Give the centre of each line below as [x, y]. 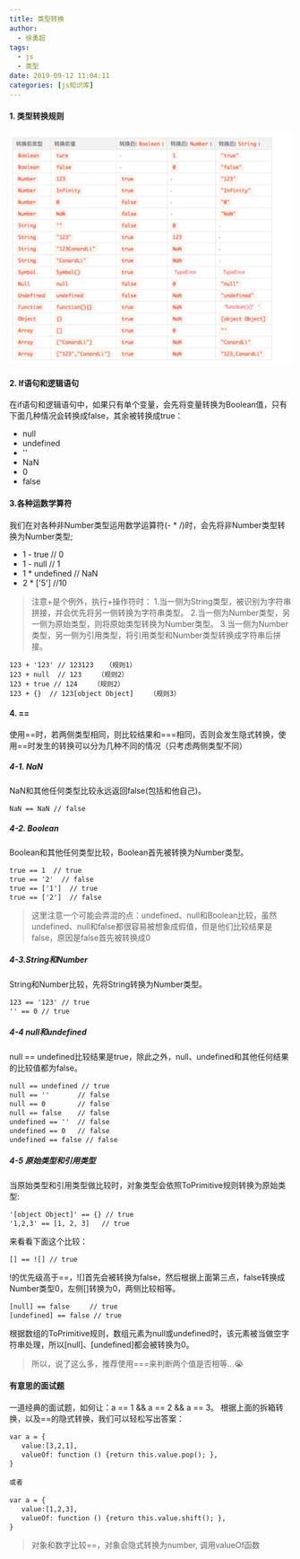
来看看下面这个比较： [48, 1241]
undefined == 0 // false [60, 1131]
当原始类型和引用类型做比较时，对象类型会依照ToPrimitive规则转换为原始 [144, 1185]
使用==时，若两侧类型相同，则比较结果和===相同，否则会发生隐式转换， [144, 734]
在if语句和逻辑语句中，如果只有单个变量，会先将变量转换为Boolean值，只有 [149, 405]
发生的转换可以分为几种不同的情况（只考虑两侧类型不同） [141, 745]
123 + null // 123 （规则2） [69, 674]
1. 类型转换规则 [37, 116]
